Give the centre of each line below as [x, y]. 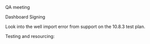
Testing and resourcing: [30, 36]
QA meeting [18, 7]
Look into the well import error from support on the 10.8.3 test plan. [75, 26]
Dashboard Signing [25, 17]
